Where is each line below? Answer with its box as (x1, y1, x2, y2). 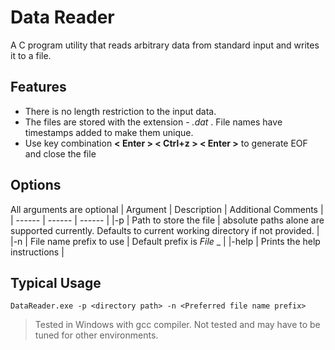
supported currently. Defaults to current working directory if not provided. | (10, 224, 320, 236)
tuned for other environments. (34, 329, 159, 341)
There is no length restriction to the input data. (24, 105, 217, 117)
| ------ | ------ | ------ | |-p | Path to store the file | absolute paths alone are (10, 214, 325, 226)
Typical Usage (10, 274, 102, 291)
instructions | (10, 246, 65, 258)
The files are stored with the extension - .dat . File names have (24, 116, 283, 128)
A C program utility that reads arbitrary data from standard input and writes (10, 39, 320, 51)
